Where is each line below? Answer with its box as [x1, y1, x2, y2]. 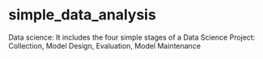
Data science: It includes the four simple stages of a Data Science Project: [8, 32, 256, 42]
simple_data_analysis [8, 6, 156, 24]
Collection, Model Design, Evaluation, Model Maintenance [8, 40, 201, 50]
